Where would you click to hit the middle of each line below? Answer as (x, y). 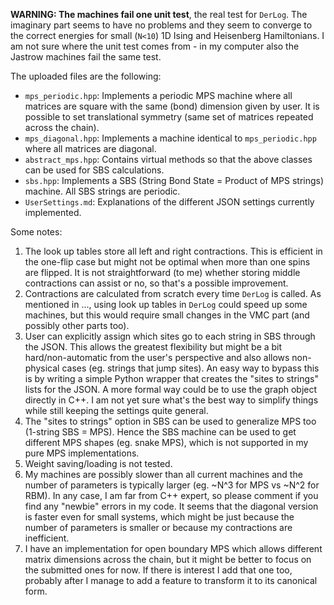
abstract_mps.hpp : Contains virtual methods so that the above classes (168, 159)
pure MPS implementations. (82, 453)
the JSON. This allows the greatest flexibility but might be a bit (153, 347)
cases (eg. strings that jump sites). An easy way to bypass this (190, 368)
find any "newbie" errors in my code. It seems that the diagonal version (171, 506)
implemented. (53, 212)
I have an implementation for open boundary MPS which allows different (173, 548)
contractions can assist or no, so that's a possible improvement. (156, 283)
